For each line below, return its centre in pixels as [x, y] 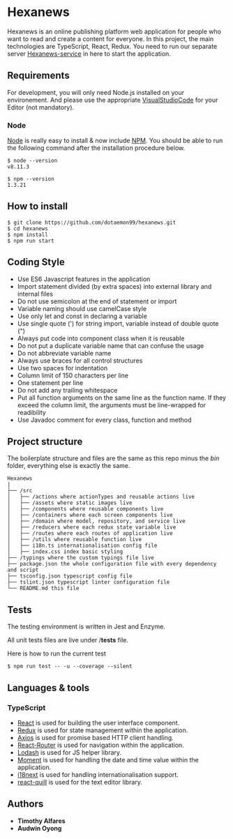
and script [23, 570]
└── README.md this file [43, 589]
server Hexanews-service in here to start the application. [89, 54]
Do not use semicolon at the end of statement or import [97, 301]
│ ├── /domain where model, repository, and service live [97, 521]
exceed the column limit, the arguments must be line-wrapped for [112, 405]
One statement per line [50, 383]
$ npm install [28, 234]
